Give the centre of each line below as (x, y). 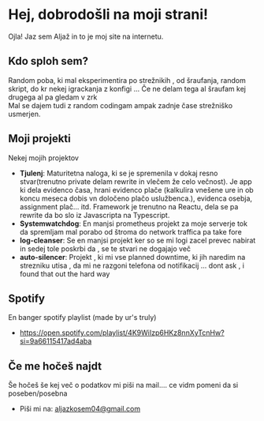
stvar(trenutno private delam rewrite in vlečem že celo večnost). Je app (136, 181)
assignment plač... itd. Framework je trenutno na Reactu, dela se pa (129, 206)
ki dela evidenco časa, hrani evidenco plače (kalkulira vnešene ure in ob (136, 190)
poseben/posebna (38, 393)
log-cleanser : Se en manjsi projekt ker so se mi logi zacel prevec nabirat (138, 240)
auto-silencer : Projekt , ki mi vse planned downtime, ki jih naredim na (132, 257)
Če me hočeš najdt (55, 366)
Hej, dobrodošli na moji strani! (108, 15)
